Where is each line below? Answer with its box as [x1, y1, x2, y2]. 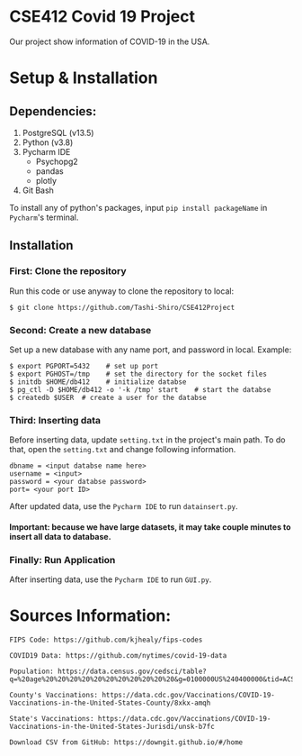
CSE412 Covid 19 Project [9, 6, 196, 27]
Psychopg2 [35, 156, 78, 167]
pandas [35, 165, 65, 177]
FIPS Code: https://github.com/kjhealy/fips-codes [9, 635, 203, 645]
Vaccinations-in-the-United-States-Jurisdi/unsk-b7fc [9, 723, 216, 732]
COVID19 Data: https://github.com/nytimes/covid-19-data [9, 651, 227, 660]
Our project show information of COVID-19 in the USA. [9, 36, 210, 47]
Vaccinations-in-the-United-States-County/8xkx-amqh [9, 698, 211, 708]
